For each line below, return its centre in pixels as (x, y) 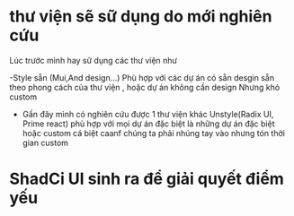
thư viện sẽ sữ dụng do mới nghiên (141, 17)
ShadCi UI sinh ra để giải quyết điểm (147, 179)
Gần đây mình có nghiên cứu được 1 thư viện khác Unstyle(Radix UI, (148, 114)
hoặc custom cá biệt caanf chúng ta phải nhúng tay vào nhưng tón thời (154, 133)
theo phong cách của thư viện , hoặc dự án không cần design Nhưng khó (145, 87)
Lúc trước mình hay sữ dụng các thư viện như (94, 60)
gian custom (45, 143)
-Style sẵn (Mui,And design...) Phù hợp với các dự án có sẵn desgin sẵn (142, 77)
